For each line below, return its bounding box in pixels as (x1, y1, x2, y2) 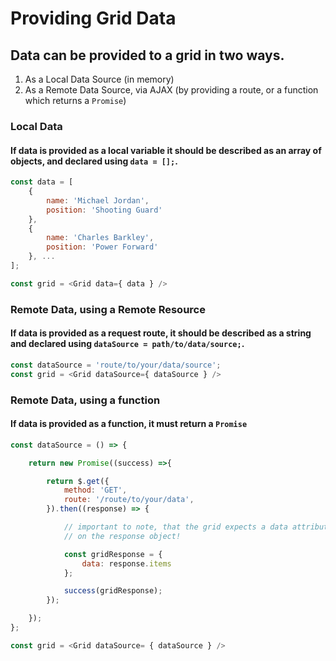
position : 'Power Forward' (46, 242, 159, 252)
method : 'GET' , (63, 485, 128, 496)
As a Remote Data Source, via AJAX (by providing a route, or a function (24, 84, 319, 96)
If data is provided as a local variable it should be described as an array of (10, 144, 322, 156)
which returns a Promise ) (24, 95, 127, 106)
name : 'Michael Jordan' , (46, 195, 150, 206)
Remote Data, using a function (10, 393, 161, 407)
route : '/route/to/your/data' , (63, 495, 195, 505)
